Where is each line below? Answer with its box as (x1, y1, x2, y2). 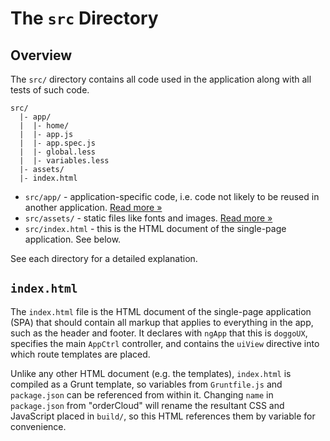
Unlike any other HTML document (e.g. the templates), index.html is (10, 367, 292, 379)
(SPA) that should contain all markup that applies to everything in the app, (10, 316, 314, 328)
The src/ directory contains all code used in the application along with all (10, 73, 312, 85)
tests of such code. (10, 84, 90, 96)
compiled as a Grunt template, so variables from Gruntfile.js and (10, 378, 283, 390)
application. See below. (24, 233, 122, 245)
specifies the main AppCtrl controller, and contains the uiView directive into (10, 337, 320, 349)
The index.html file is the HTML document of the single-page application (10, 305, 312, 317)
